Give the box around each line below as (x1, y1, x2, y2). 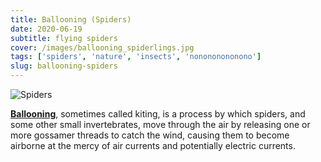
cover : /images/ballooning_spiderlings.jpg (10, 42, 195, 53)
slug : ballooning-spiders (10, 61, 118, 71)
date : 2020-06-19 (10, 24, 83, 34)
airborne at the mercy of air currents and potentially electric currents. (10, 140, 296, 151)
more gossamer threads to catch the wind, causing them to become (10, 129, 290, 141)
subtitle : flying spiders (10, 33, 118, 43)
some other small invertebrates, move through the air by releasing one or (10, 119, 311, 130)
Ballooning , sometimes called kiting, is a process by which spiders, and (10, 108, 306, 120)
